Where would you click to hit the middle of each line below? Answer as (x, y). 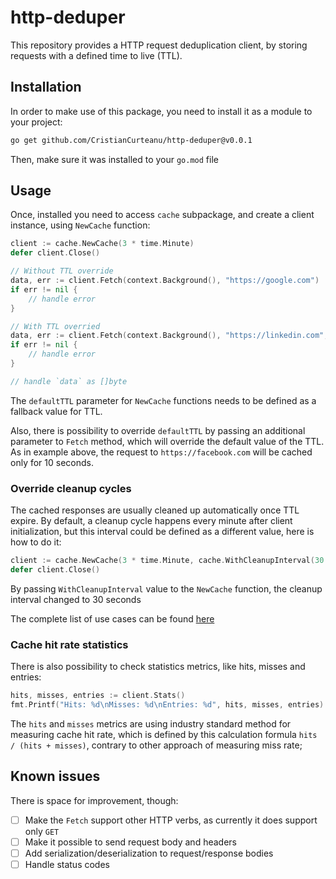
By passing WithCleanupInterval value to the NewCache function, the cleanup (166, 588)
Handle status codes (67, 864)
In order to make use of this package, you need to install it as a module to (161, 111)
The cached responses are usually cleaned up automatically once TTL (155, 510)
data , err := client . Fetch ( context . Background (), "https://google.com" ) (165, 281)
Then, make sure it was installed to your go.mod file (114, 159)
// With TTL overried (55, 326)
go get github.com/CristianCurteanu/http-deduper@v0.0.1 (131, 140)
